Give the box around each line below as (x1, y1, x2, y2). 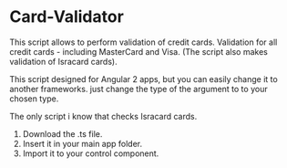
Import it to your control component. (22, 148, 159, 159)
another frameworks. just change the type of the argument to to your (9, 83, 268, 94)
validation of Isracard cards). (9, 56, 118, 67)
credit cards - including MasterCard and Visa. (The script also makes (9, 46, 269, 57)
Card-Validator (9, 6, 125, 27)
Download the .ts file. (22, 128, 103, 139)
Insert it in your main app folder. (22, 138, 143, 149)
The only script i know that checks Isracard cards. (9, 110, 198, 121)
